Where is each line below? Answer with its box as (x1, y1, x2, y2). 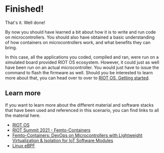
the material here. (5, 112, 41, 118)
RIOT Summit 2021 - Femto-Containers (12, 127, 91, 133)
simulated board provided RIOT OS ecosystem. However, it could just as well (5, 59, 160, 65)
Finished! (5, 3, 44, 15)
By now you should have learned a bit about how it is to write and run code (5, 29, 156, 35)
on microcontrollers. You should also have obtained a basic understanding (5, 34, 155, 40)
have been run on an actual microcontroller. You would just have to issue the (5, 65, 159, 70)
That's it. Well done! (5, 20, 46, 25)
